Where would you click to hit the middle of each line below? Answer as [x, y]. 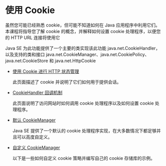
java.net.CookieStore [27, 60]
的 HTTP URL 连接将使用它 [33, 37]
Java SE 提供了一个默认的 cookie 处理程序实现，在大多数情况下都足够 [85, 130]
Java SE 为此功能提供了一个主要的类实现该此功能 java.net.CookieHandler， [83, 48]
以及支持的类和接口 [25, 54]
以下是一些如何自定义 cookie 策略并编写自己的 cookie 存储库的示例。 [84, 158]
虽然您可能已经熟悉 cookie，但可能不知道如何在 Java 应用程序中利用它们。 [83, 25]
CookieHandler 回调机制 [37, 92]
